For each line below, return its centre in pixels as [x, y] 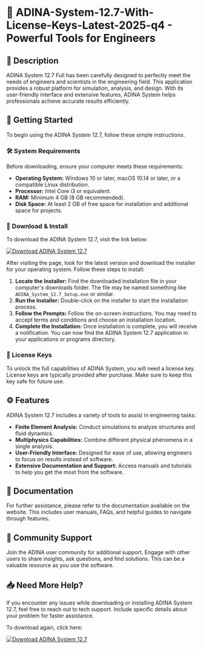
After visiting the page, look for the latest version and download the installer [101, 263]
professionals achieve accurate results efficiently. [68, 101]
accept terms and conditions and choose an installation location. [96, 320]
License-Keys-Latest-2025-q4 [86, 25]
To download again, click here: [45, 627]
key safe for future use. [35, 381]
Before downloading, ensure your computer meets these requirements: [95, 167]
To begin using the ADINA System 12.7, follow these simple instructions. [96, 135]
